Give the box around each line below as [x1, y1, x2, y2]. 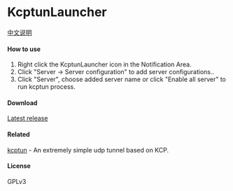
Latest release [7, 114, 48, 122]
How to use [7, 45, 41, 53]
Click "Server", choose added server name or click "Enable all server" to [17, 75, 226, 84]
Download [7, 99, 38, 107]
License [7, 162, 31, 170]
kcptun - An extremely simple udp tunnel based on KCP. [7, 146, 169, 154]
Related [7, 130, 30, 139]
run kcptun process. [17, 83, 76, 91]
